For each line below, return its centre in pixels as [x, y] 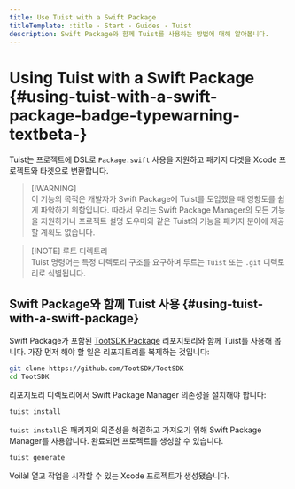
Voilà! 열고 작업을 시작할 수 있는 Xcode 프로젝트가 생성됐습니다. [120, 476]
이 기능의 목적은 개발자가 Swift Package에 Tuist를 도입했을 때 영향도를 [153, 199]
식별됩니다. [66, 273]
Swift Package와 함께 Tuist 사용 [94, 303]
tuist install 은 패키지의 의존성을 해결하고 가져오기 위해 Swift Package [136, 430]
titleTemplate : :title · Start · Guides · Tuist [101, 26]
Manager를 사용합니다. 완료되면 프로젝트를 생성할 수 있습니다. [116, 440]
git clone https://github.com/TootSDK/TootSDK [97, 369]
